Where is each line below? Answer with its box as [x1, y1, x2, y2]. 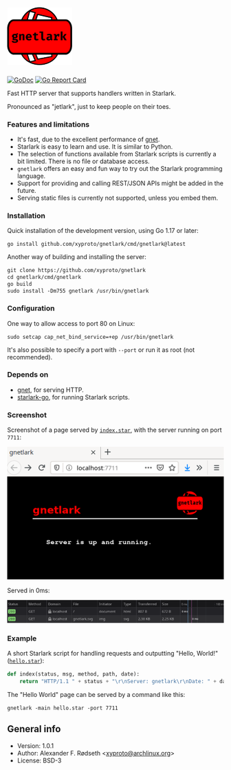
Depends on [7, 370, 49, 379]
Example [7, 634, 37, 643]
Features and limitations [7, 119, 90, 129]
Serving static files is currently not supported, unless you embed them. [16, 194, 219, 202]
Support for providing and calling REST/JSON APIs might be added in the [16, 179, 224, 187]
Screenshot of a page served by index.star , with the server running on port [7, 426, 222, 434]
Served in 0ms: [7, 586, 50, 594]
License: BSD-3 [16, 756, 62, 764]
